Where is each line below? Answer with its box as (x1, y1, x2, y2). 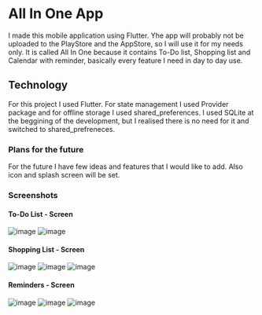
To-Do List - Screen (8, 209, 73, 218)
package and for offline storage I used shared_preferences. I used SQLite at (8, 108, 254, 117)
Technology (8, 79, 68, 92)
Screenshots (8, 189, 58, 200)
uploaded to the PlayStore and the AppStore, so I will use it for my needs (8, 38, 244, 48)
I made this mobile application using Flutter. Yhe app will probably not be (8, 31, 244, 40)
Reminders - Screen (8, 280, 75, 289)
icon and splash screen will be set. (8, 170, 120, 180)
